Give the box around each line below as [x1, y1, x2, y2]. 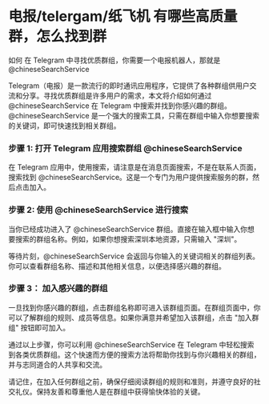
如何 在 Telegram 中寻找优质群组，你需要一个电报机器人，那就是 [8, 55, 221, 65]
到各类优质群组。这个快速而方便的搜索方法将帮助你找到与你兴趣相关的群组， [8, 350, 261, 359]
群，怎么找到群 [8, 27, 107, 46]
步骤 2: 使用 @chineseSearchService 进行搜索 [8, 205, 189, 216]
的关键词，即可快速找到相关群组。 [8, 121, 121, 130]
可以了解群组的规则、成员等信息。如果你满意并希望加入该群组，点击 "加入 [8, 313, 252, 322]
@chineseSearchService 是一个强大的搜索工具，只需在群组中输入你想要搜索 [8, 110, 260, 120]
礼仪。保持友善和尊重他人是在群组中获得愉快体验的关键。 [14, 386, 205, 396]
